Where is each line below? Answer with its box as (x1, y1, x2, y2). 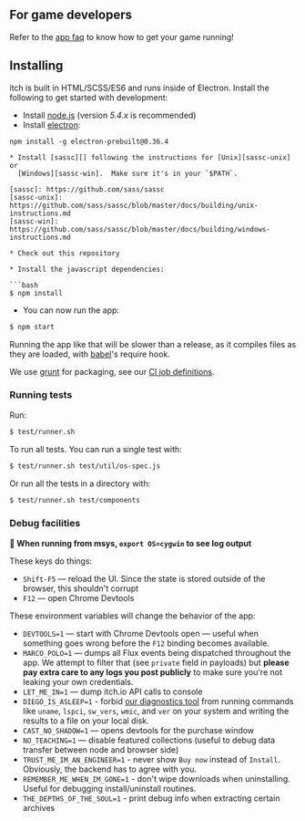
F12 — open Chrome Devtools (22, 592, 135, 603)
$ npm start (9, 322, 55, 331)
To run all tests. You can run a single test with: (9, 443, 182, 454)
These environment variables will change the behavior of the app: (9, 610, 256, 621)
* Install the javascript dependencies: (9, 265, 166, 274)
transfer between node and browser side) (22, 743, 179, 755)
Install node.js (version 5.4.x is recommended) (22, 109, 197, 120)
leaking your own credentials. (22, 676, 134, 687)
